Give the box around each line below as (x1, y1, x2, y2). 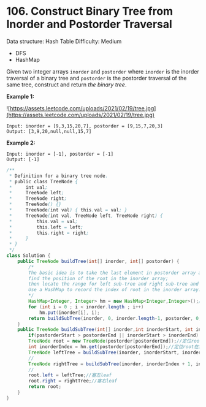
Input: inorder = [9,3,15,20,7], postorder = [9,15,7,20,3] (6, 123, 164, 129)
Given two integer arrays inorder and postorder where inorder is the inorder (6, 67, 199, 75)
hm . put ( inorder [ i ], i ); (39, 310, 100, 316)
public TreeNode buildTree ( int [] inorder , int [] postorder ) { (17, 258, 180, 264)
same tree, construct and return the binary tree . (6, 81, 127, 88)
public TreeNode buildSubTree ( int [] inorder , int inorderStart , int (17, 327, 193, 333)
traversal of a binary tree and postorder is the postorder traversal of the (6, 74, 187, 82)
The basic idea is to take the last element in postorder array (28, 270, 196, 276)
